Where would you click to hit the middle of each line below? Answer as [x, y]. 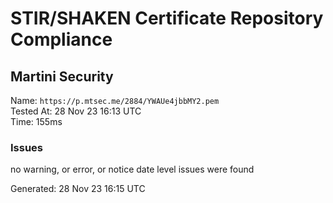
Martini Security [62, 76]
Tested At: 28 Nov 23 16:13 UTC [76, 111]
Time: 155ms [36, 121]
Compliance [61, 39]
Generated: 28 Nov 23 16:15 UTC [78, 189]
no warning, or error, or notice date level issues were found [132, 169]
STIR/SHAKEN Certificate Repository [167, 18]
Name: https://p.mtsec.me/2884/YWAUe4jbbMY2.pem [115, 100]
